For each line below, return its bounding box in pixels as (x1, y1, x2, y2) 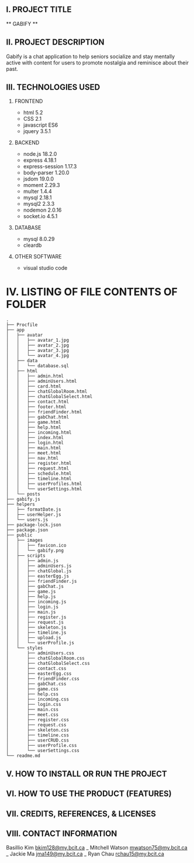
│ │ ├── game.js (6, 589, 57, 594)
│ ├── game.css (6, 686, 59, 692)
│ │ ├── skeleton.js (6, 624, 67, 631)
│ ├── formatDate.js (6, 507, 61, 512)
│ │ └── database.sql (6, 363, 69, 369)
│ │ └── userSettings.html (6, 486, 82, 492)
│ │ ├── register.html (6, 460, 72, 467)
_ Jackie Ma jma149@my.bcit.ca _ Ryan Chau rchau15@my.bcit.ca (6, 850, 165, 858)
